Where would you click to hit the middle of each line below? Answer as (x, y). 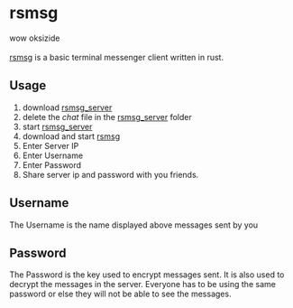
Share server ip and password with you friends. (110, 174)
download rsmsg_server (67, 107)
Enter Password (52, 164)
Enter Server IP (50, 145)
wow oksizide (35, 38)
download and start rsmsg (71, 136)
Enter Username (53, 155)
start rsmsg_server (57, 126)
